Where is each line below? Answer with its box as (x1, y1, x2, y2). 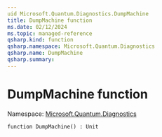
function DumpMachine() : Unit (7, 123, 99, 130)
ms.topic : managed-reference (7, 30, 93, 37)
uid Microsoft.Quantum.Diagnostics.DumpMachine (7, 10, 149, 18)
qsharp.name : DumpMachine (7, 50, 83, 57)
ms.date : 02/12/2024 (7, 23, 68, 30)
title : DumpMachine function (7, 17, 93, 24)
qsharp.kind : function (7, 37, 74, 44)
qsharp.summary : (7, 56, 55, 63)
